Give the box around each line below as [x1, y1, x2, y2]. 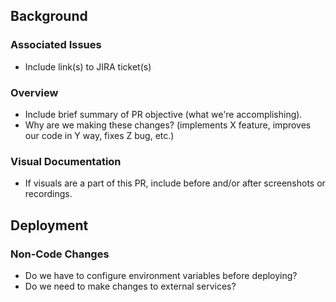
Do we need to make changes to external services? [24, 280, 237, 292]
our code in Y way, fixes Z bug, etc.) [24, 129, 175, 141]
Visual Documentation [10, 154, 122, 168]
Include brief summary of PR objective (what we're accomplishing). [24, 108, 303, 120]
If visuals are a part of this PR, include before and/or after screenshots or [24, 177, 326, 189]
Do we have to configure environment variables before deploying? [24, 269, 298, 281]
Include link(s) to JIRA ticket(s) [24, 60, 152, 73]
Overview [10, 85, 59, 99]
